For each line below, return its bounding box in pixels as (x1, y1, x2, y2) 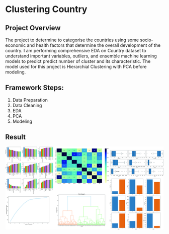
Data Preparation (12, 97, 48, 103)
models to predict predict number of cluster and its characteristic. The (5, 58, 151, 64)
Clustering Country (5, 4, 88, 15)
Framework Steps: (5, 84, 64, 92)
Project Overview (5, 24, 61, 32)
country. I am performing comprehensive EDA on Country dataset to (5, 48, 147, 53)
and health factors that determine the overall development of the (27, 42, 161, 48)
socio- (140, 37, 153, 43)
